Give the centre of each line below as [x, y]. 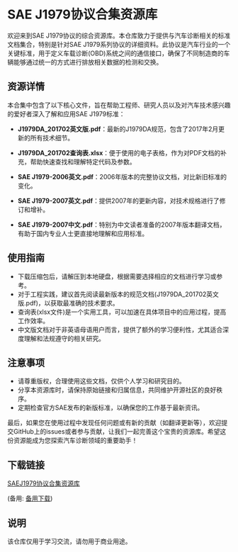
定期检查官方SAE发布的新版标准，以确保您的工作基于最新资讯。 [110, 407]
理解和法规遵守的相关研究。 [64, 338]
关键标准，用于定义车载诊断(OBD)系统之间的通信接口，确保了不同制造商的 [116, 53]
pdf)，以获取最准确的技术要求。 [72, 303]
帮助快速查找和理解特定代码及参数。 [83, 162]
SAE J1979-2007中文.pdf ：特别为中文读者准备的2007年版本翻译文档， [121, 225]
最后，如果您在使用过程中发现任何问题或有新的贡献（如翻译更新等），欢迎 [114, 423]
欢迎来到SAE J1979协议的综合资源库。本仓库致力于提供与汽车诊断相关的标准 [119, 35]
